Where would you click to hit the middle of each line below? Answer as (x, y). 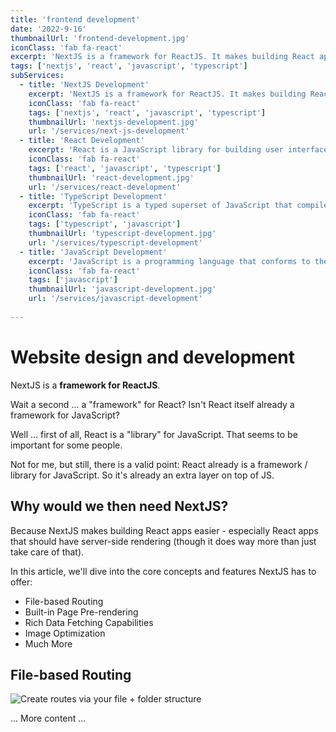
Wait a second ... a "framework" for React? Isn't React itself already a (152, 404)
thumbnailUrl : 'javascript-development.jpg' (122, 289)
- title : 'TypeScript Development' (93, 196)
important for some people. (66, 445)
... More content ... (48, 718)
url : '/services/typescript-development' (115, 242)
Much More (48, 643)
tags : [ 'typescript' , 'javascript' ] (105, 224)
